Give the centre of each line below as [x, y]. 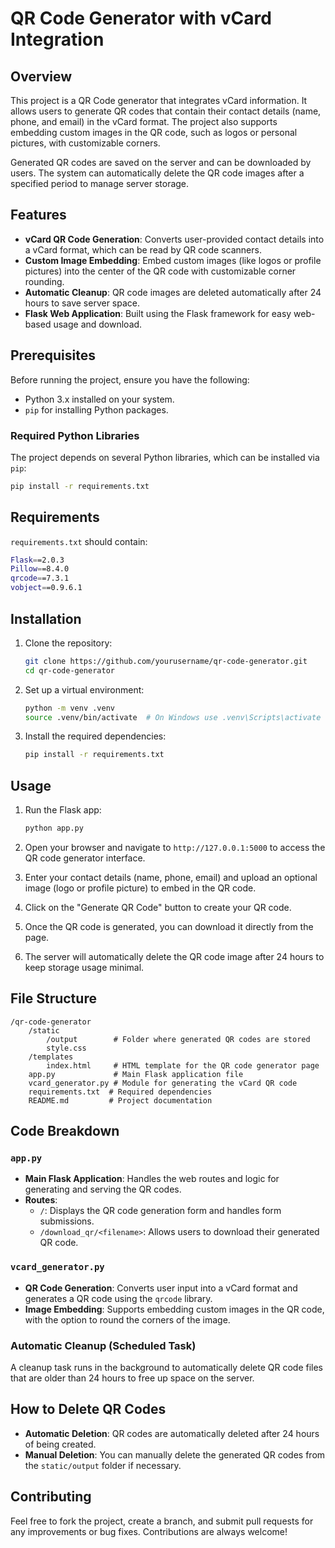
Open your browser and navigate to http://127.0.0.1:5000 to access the [175, 847]
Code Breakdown [65, 1131]
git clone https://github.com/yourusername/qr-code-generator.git [166, 661]
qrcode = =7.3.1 [40, 578]
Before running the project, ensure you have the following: [130, 379]
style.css [66, 1048]
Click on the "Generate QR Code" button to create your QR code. [158, 907]
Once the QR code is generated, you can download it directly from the [169, 926]
